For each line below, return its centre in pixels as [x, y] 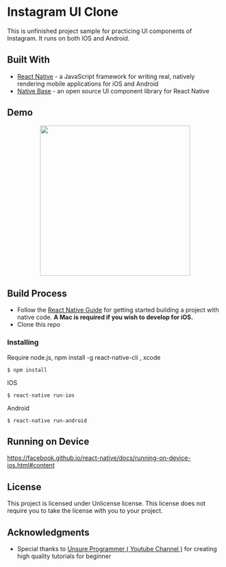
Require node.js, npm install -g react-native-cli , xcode [84, 357]
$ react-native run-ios [41, 395]
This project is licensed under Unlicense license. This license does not [106, 504]
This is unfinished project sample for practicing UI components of [100, 31]
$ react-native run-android [47, 420]
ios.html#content [31, 465]
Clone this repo [38, 325]
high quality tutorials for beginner [64, 556]
